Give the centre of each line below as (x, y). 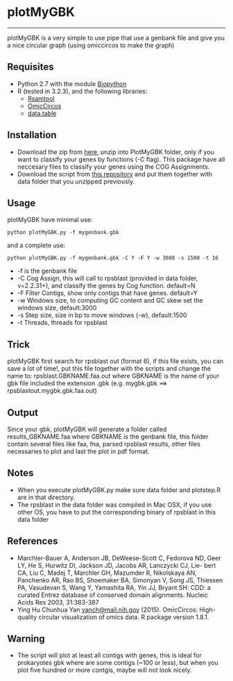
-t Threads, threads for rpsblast (62, 323)
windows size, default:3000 (57, 308)
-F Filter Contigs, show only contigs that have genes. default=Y (107, 293)
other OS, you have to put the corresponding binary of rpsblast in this (116, 512)
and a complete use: (36, 245)
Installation (32, 135)
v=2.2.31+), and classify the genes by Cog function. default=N (106, 286)
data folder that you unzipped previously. (76, 181)
